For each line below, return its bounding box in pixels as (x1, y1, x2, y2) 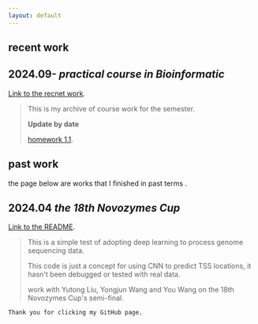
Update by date (27, 119, 80, 129)
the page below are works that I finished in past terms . (8, 179, 188, 188)
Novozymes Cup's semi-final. (27, 293, 124, 303)
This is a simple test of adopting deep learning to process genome (27, 238, 244, 247)
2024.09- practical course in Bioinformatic (8, 68, 225, 81)
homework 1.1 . (27, 134, 73, 144)
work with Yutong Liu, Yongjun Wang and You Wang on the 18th (27, 285, 235, 295)
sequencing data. (27, 246, 84, 255)
